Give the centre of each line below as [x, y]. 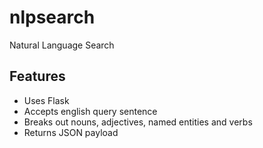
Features [37, 76]
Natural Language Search [62, 45]
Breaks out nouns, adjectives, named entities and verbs [138, 122]
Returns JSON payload [71, 132]
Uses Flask [46, 100]
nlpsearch [52, 17]
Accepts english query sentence [90, 111]
